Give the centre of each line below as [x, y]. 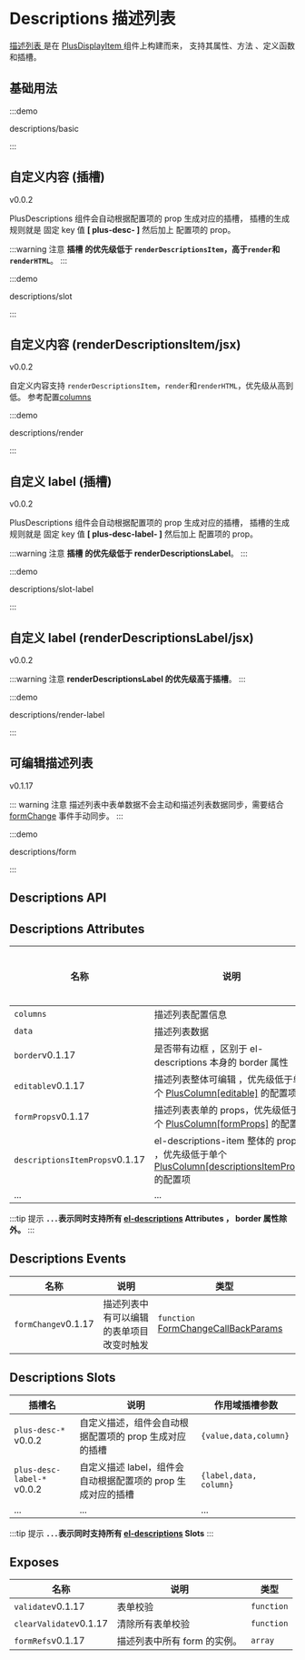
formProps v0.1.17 [52, 1117]
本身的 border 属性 [249, 1062]
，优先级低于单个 [190, 1154]
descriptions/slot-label [51, 589]
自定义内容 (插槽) [57, 177]
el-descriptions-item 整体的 [214, 1141]
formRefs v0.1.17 [49, 1641]
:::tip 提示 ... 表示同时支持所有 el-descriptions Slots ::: [112, 1533]
